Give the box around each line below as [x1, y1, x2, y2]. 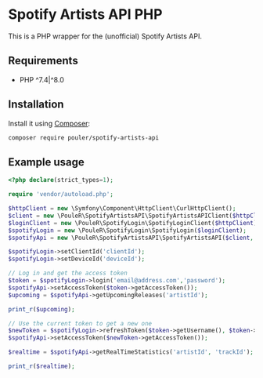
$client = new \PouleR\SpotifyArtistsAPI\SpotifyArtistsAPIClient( [8, 212, 233, 220]
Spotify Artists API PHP [8, 5, 163, 24]
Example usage [8, 155, 85, 169]
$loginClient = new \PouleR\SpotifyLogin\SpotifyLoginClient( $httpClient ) [8, 219, 258, 227]
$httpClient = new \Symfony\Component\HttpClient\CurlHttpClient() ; [8, 205, 236, 213]
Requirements [8, 54, 78, 67]
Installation [8, 98, 64, 111]
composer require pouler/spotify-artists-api [8, 133, 159, 142]
